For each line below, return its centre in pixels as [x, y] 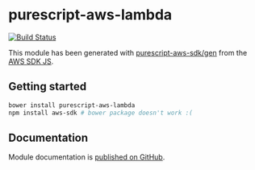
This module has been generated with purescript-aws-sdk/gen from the [128, 52]
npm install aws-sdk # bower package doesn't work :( [101, 113]
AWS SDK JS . [31, 61]
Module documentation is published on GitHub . [87, 157]
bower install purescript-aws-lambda [72, 105]
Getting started [48, 87]
